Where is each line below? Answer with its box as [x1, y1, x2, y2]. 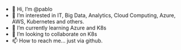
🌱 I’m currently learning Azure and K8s [11, 24, 107, 31]
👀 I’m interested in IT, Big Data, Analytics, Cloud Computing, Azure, [11, 12, 176, 19]
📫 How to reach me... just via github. [11, 37, 103, 44]
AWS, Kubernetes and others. [11, 18, 84, 25]
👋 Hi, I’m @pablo [11, 6, 53, 12]
